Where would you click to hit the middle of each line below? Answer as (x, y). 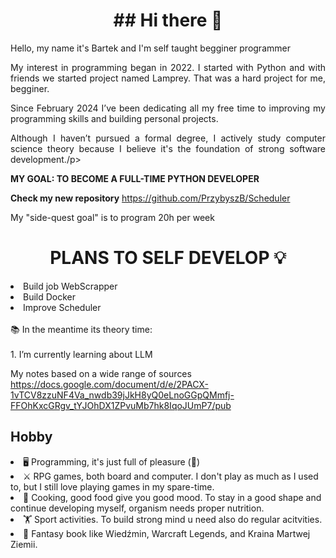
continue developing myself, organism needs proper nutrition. (137, 508)
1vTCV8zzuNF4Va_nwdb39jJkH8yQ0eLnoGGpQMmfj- (122, 395)
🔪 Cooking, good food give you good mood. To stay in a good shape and (172, 497)
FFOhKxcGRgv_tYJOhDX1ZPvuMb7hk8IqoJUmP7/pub (121, 405)
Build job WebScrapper (70, 286)
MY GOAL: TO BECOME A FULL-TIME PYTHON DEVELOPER (135, 178)
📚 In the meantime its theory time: (81, 329)
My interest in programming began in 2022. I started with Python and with (168, 67)
